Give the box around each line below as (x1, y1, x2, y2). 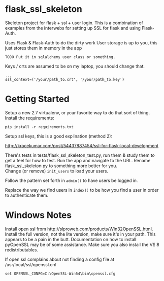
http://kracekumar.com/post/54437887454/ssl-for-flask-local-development (5, 142, 159, 148)
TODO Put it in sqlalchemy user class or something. (5, 54, 116, 60)
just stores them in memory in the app (5, 45, 82, 51)
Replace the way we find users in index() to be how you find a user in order (5, 187, 159, 193)
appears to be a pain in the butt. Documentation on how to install (5, 236, 136, 242)
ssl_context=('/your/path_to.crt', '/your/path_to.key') (5, 77, 125, 82)
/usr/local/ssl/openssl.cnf (5, 261, 57, 267)
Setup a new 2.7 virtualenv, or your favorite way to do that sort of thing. (5, 109, 150, 115)
